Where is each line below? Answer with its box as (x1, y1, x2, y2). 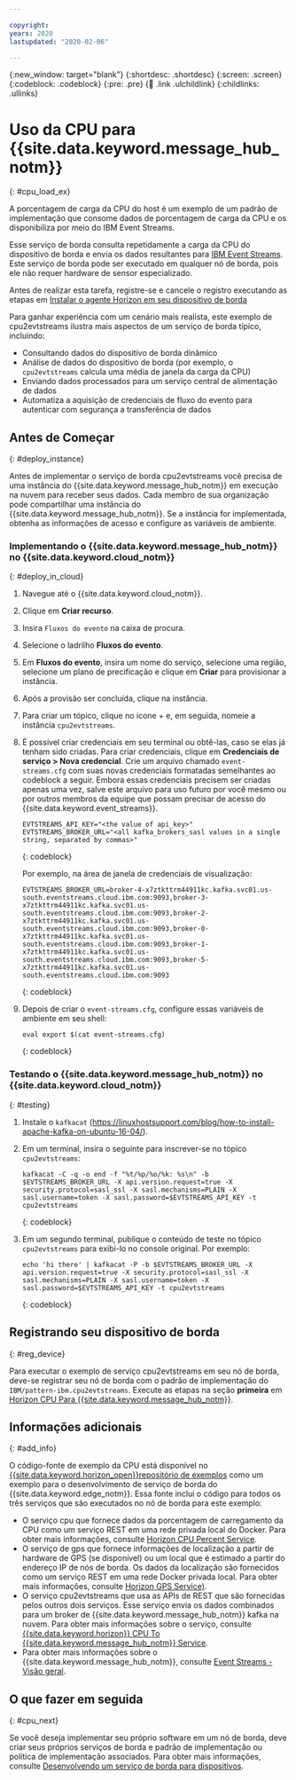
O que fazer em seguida (9, 1691, 144, 1706)
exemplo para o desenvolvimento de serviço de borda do (9, 1479, 218, 1490)
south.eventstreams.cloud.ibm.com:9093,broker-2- (21, 909, 210, 918)
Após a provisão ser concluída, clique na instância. (21, 693, 208, 704)
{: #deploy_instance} (9, 453, 85, 464)
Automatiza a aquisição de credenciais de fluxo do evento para (21, 395, 253, 406)
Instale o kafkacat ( (21, 1116, 93, 1127)
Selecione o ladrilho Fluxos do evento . (21, 640, 164, 650)
